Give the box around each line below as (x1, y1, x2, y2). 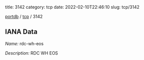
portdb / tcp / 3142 (5, 14, 43, 19)
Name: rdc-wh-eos (5, 40, 44, 46)
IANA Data (5, 28, 38, 36)
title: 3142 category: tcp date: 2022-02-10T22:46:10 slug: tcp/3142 (5, 4, 140, 10)
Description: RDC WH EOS (5, 50, 59, 56)
